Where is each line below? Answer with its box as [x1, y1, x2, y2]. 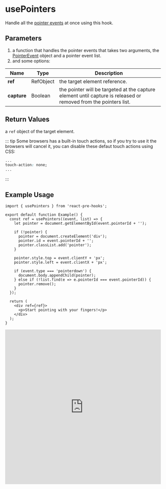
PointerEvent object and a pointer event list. [12, 52, 101, 58]
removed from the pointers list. [59, 98, 131, 105]
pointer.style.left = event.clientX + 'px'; [14, 260, 107, 265]
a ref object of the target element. [5, 128, 75, 134]
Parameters [5, 34, 42, 43]
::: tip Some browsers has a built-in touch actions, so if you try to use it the [5, 138, 157, 144]
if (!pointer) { [14, 230, 48, 235]
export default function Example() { [5, 212, 83, 217]
